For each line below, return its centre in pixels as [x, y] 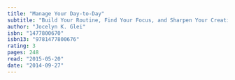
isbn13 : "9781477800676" [43, 40]
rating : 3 [22, 46]
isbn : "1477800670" [36, 33]
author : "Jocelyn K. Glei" [47, 26]
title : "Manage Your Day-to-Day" [56, 14]
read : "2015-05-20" [36, 59]
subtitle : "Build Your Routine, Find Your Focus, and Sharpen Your [108, 20]
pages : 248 [23, 53]
